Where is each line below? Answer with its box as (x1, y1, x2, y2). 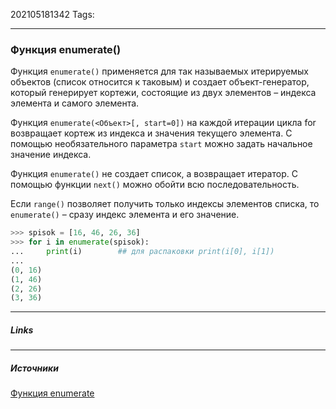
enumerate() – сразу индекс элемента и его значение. (10, 209, 240, 221)
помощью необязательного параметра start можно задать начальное (10, 138, 313, 150)
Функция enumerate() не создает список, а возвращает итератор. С (10, 168, 298, 180)
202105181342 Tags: (10, 9, 95, 20)
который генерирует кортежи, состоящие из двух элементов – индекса (10, 87, 317, 99)
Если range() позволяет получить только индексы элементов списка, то (10, 198, 320, 210)
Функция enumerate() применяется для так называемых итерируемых (10, 65, 310, 78)
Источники (10, 362, 59, 374)
